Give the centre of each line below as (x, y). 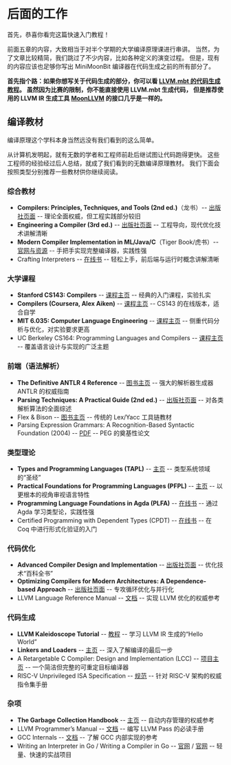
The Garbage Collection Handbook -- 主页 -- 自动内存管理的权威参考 (116, 720)
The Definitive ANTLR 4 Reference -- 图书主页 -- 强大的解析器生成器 (115, 382)
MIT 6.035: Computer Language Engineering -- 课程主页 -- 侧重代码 (115, 321)
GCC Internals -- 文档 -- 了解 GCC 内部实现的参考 (87, 737)
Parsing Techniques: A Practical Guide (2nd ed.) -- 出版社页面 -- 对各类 (120, 399)
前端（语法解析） (35, 366)
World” (27, 642)
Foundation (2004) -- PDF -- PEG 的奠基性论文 (83, 433)
